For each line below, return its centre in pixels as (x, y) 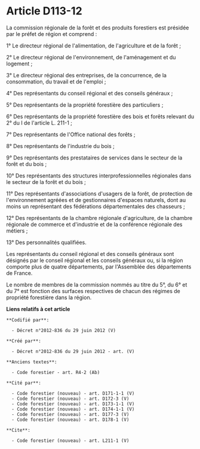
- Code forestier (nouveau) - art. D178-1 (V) (70, 420)
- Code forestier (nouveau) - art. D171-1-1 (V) (73, 393)
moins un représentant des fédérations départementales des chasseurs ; (96, 206)
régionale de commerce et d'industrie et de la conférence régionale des (94, 224)
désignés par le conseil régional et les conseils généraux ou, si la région (95, 260)
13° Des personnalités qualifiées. (46, 242)
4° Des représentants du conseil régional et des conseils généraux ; (90, 93)
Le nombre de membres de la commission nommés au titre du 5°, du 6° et (97, 284)
